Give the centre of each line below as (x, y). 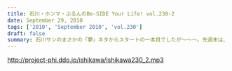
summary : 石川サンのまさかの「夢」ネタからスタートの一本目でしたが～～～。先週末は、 (118, 40)
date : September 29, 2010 (45, 20)
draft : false (26, 33)
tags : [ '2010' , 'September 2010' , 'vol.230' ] (75, 27)
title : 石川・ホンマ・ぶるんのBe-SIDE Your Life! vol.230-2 (91, 14)
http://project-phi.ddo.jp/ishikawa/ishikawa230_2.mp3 (86, 60)
